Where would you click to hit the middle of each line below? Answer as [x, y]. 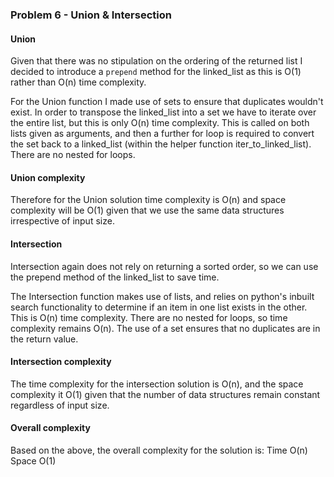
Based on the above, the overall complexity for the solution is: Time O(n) [159, 450]
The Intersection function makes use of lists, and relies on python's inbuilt [162, 296]
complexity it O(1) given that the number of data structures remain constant [165, 394]
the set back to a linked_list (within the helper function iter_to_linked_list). [161, 144]
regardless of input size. [60, 405]
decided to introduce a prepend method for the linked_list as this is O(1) [156, 72]
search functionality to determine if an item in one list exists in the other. [159, 307]
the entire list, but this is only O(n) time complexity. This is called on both [160, 123]
